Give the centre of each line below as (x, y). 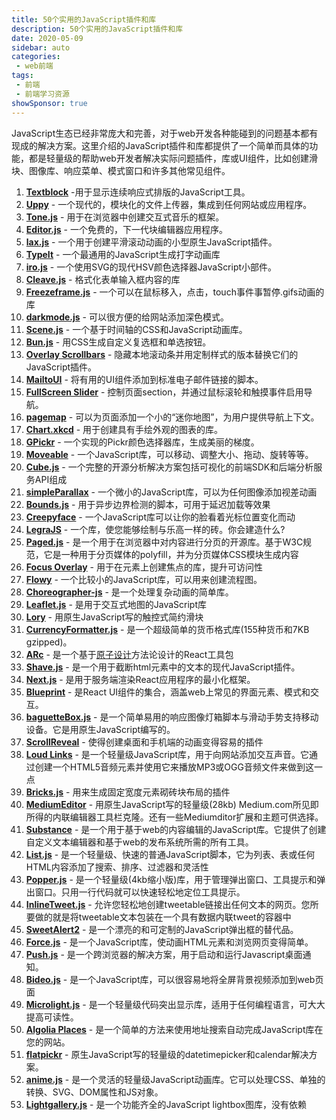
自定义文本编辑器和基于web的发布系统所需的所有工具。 (139, 842)
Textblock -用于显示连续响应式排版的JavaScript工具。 (138, 192)
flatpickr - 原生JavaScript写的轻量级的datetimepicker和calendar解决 (167, 1054)
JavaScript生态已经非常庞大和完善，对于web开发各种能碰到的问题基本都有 (165, 133)
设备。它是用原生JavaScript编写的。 (100, 729)
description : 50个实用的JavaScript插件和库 (97, 29)
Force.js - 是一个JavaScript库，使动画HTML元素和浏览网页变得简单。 (169, 942)
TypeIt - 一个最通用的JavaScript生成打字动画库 (123, 254)
